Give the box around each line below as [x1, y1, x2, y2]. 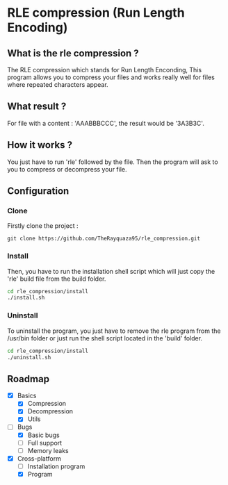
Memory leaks [27, 446, 69, 454]
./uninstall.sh [7, 354, 51, 361]
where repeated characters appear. [7, 81, 109, 88]
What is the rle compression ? [7, 47, 139, 59]
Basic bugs [27, 431, 60, 439]
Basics [17, 391, 37, 400]
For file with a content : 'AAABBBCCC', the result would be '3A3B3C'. [7, 119, 205, 127]
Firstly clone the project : [7, 222, 79, 230]
